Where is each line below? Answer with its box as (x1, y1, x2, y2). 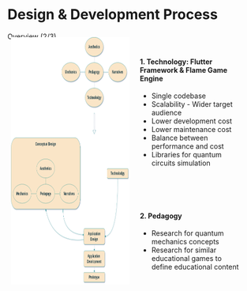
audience (152, 108, 182, 118)
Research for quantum (152, 229, 224, 238)
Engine (140, 74, 163, 83)
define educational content (152, 263, 239, 272)
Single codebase (152, 91, 207, 100)
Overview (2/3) (7, 32, 57, 41)
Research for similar (152, 245, 217, 255)
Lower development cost (152, 116, 233, 126)
